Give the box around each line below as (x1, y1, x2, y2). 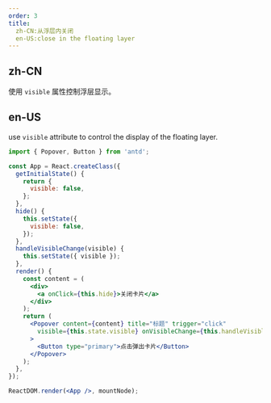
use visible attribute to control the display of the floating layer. (8, 132, 219, 141)
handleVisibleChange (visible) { (15, 245, 125, 253)
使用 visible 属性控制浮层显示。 (8, 86, 115, 97)
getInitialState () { (15, 170, 85, 178)
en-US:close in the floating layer (15, 34, 135, 43)
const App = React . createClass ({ (8, 162, 121, 170)
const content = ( (23, 275, 85, 283)
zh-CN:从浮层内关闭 (15, 27, 74, 35)
